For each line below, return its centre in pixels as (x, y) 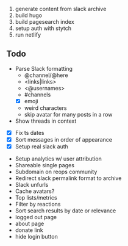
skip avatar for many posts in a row (68, 114)
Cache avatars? (35, 191)
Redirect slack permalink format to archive (68, 178)
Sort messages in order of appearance (64, 139)
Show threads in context (46, 121)
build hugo (29, 15)
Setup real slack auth (42, 147)
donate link (29, 230)
